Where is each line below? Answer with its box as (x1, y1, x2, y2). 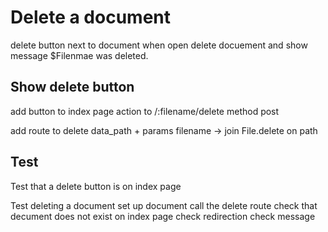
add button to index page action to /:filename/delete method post (10, 105, 280, 117)
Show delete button (10, 79, 135, 96)
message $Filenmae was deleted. (10, 49, 149, 61)
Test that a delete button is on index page (10, 180, 182, 192)
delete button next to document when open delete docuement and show (10, 39, 308, 51)
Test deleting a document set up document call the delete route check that (10, 199, 318, 211)
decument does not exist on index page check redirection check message (10, 210, 316, 222)
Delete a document (10, 6, 171, 29)
